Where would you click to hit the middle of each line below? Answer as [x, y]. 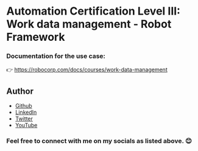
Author [20, 91]
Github [23, 106]
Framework [36, 37]
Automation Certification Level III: [94, 11]
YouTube [26, 125]
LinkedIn [26, 112]
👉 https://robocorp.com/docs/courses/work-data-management [87, 70]
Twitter [24, 119]
